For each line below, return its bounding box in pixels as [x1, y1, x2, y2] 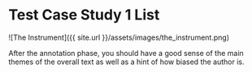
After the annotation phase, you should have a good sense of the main [8, 48, 244, 58]
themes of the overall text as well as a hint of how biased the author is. [8, 57, 245, 67]
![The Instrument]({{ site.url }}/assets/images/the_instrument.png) [8, 32, 230, 42]
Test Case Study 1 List [8, 6, 160, 24]
